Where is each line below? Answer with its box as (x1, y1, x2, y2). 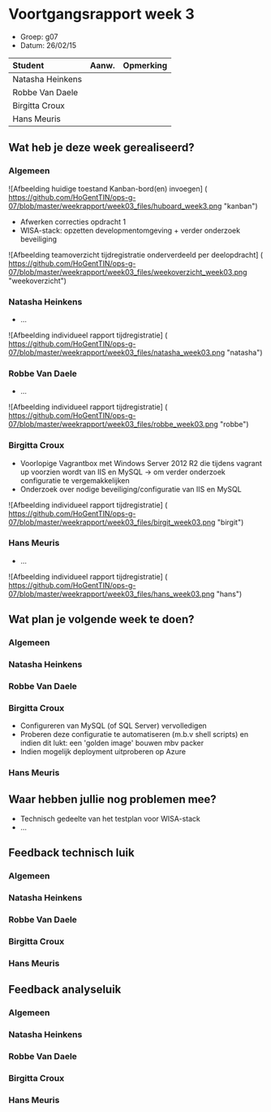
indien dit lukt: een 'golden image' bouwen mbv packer (19, 738, 204, 748)
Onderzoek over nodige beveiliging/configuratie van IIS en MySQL (19, 484, 242, 494)
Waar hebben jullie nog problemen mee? (8, 792, 217, 806)
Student (12, 59, 45, 71)
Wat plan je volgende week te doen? (8, 613, 195, 626)
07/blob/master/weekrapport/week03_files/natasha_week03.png (8, 347, 226, 357)
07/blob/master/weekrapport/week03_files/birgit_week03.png (8, 517, 216, 527)
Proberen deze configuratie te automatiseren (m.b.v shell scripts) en (19, 730, 249, 739)
